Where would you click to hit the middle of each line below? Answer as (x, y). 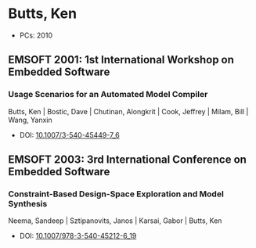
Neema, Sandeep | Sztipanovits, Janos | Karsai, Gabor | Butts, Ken (115, 221)
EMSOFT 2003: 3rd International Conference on (127, 160)
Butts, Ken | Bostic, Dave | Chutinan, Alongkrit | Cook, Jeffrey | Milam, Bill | (128, 111)
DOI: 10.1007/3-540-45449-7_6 (69, 135)
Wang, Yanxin (30, 120)
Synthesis (28, 203)
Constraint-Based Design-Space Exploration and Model (116, 194)
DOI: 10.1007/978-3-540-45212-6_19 (78, 236)
